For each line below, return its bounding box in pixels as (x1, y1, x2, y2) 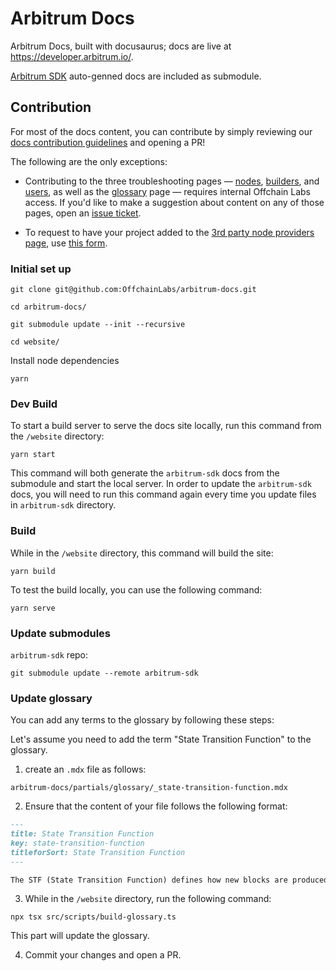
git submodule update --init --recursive (10, 320, 186, 330)
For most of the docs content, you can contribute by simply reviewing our (10, 125, 313, 137)
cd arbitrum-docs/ (10, 302, 87, 312)
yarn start (10, 450, 56, 460)
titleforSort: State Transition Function (10, 847, 186, 857)
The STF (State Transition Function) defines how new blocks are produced (10, 875, 329, 885)
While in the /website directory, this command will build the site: (10, 547, 274, 559)
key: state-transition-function (10, 838, 145, 848)
